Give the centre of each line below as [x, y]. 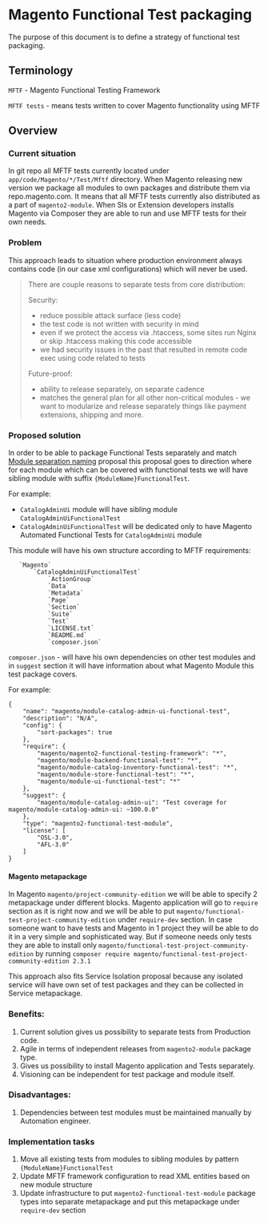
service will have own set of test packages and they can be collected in [126, 985]
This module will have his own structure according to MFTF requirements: [130, 551]
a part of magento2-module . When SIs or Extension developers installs [121, 205]
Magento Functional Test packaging [130, 15]
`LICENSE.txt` [71, 628]
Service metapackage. [45, 993]
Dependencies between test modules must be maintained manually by [136, 1112]
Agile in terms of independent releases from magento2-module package [136, 1048]
